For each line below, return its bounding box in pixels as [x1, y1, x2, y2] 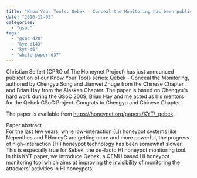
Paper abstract [6, 121, 42, 128]
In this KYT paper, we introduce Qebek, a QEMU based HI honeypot [6, 152, 170, 159]
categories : [6, 19, 35, 25]
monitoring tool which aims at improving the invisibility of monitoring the [6, 159, 181, 166]
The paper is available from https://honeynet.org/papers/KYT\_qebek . [6, 110, 175, 117]
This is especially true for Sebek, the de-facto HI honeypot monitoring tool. [6, 146, 187, 153]
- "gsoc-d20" [11, 36, 43, 41]
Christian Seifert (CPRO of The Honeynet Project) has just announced [6, 68, 174, 75]
